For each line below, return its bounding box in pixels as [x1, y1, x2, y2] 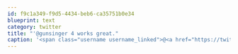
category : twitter [7, 23, 62, 30]
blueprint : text [7, 17, 55, 24]
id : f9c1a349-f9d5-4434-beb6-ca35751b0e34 [7, 10, 135, 18]
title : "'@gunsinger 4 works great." [7, 29, 119, 37]
